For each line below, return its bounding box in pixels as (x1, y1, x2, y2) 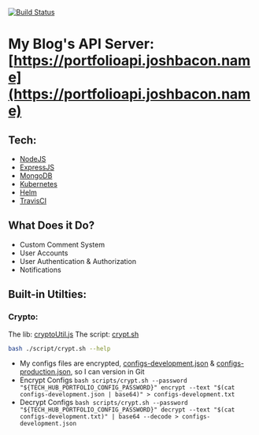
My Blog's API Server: (8, 35, 155, 53)
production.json (19, 367, 71, 377)
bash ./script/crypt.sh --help (8, 344, 111, 352)
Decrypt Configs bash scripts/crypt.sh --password (19, 398, 188, 407)
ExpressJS (19, 162, 55, 172)
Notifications (19, 265, 61, 274)
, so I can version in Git (70, 367, 145, 377)
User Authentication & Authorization (19, 256, 136, 266)
